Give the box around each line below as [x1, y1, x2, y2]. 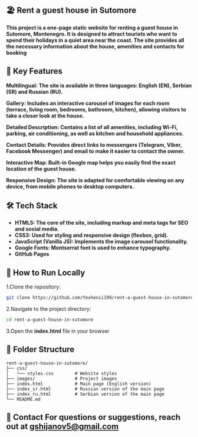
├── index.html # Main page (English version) [6, 380, 151, 387]
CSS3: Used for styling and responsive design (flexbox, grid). [14, 232, 169, 239]
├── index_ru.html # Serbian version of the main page [6, 391, 165, 397]
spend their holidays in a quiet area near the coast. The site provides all [6, 37, 184, 44]
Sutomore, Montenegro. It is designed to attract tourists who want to [6, 30, 178, 37]
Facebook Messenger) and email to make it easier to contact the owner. [6, 147, 185, 155]
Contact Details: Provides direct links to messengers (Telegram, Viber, [6, 141, 182, 148]
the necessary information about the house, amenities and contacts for [6, 42, 184, 50]
